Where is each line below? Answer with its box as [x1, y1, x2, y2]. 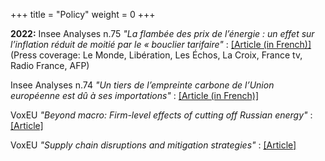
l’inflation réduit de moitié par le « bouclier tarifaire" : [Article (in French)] [10, 39, 312, 50]
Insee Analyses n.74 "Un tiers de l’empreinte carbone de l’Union [10, 79, 275, 91]
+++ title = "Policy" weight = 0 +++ [10, 9, 156, 20]
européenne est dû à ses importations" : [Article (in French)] [10, 90, 260, 101]
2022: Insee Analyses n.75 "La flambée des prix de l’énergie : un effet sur [10, 28, 315, 39]
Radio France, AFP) [10, 60, 90, 71]
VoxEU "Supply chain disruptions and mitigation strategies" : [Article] [10, 139, 297, 151]
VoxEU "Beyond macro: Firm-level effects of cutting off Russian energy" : [10, 109, 313, 121]
